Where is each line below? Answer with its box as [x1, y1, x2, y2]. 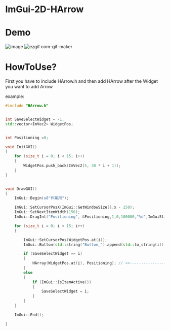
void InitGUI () [5, 144, 37, 149]
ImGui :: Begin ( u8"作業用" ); [14, 195, 69, 201]
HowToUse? [5, 61, 57, 73]
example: [5, 93, 24, 100]
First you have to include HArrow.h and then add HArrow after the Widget [5, 78, 158, 84]
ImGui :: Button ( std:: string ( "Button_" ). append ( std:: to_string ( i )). [23, 242, 166, 247]
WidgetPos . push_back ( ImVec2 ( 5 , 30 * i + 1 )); [23, 163, 121, 169]
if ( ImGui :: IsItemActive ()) [32, 279, 92, 285]
